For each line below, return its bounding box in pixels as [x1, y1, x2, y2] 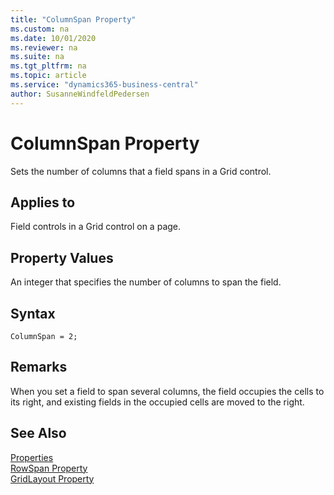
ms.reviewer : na [10, 42, 78, 53]
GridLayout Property [10, 472, 95, 485]
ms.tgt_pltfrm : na [10, 61, 87, 71]
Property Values [10, 249, 114, 266]
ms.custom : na [10, 24, 70, 34]
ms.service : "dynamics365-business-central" [10, 80, 199, 90]
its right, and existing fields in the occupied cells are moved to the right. [10, 396, 305, 408]
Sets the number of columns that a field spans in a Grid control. [10, 165, 272, 177]
